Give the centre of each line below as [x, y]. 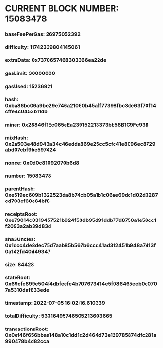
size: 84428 [20, 265]
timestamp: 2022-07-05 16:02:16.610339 [55, 303]
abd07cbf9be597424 [31, 150]
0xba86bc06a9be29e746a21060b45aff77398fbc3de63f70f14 [81, 105]
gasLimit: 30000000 [30, 73]
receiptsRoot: [21, 214]
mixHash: [16, 138]
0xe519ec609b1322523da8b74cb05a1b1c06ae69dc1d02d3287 [81, 195]
